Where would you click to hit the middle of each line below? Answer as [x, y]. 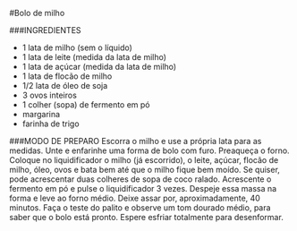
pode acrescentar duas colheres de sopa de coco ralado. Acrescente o [140, 179]
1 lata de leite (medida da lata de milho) [94, 57]
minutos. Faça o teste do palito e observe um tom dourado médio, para [140, 208]
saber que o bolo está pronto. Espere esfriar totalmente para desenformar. [146, 217]
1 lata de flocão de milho [67, 76]
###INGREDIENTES [46, 30]
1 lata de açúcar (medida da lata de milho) [99, 67]
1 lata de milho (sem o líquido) [77, 47]
